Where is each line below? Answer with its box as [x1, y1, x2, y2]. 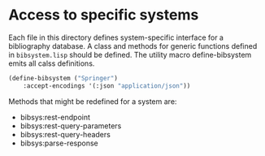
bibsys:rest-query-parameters [20, 120, 122, 131]
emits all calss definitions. [8, 58, 95, 68]
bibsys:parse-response [20, 138, 99, 148]
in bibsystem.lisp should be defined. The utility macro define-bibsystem [8, 50, 252, 59]
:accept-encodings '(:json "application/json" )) [23, 81, 191, 90]
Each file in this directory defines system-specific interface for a [8, 32, 224, 42]
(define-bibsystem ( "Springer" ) [8, 74, 118, 82]
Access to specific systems [8, 6, 199, 24]
